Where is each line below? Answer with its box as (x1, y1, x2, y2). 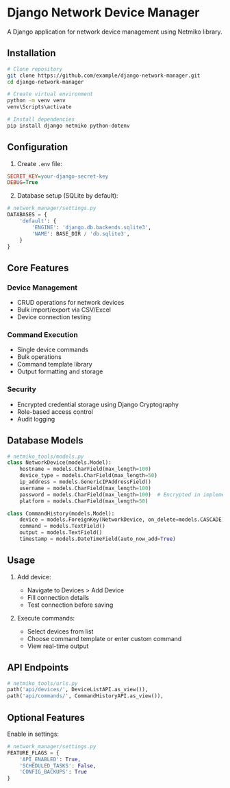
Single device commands (16, 345, 89, 354)
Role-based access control (16, 407, 94, 416)
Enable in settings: (7, 730, 60, 738)
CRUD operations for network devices (16, 299, 125, 307)
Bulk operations (16, 353, 62, 361)
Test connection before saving (27, 601, 114, 609)
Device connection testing (16, 313, 91, 321)
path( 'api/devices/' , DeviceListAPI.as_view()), (7, 686, 149, 693)
